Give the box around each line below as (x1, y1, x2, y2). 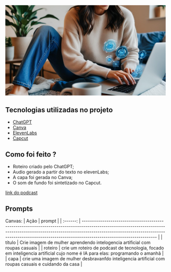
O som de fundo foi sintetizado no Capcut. (12, 180, 102, 186)
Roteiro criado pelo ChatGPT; (12, 164, 74, 170)
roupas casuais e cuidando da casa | (5, 261, 82, 267)
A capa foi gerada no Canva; (12, 174, 73, 180)
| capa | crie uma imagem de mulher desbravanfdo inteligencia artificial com (5, 255, 165, 261)
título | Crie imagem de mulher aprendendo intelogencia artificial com (5, 239, 151, 246)
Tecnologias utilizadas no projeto (5, 105, 113, 114)
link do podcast (5, 190, 38, 196)
